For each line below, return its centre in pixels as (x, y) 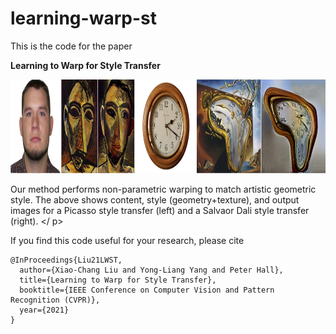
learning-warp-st (83, 18)
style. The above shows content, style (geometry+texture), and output (155, 199)
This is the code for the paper (71, 46)
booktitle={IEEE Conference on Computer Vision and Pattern (147, 290)
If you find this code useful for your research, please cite (127, 240)
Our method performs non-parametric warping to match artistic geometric (163, 189)
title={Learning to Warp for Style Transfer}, (118, 280)
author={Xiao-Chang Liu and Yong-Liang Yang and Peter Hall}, (151, 270)
